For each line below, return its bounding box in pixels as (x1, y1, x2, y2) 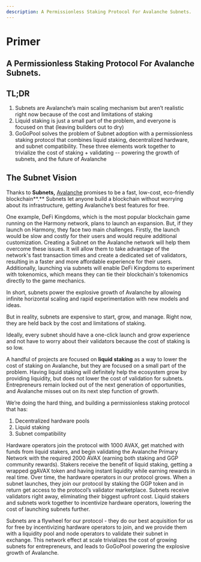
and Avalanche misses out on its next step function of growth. (6, 387, 159, 394)
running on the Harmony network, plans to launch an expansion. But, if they (6, 219, 193, 227)
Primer (6, 34, 41, 48)
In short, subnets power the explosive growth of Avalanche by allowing (6, 289, 181, 296)
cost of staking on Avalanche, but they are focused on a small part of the (6, 362, 186, 369)
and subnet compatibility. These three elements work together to (14, 142, 176, 150)
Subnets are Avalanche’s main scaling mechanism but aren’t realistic (14, 105, 184, 112)
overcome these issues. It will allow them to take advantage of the (6, 245, 170, 252)
